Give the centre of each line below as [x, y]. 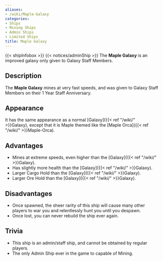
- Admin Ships [20, 32]
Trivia [14, 231]
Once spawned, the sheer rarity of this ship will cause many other [79, 205]
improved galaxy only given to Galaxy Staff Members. [59, 60]
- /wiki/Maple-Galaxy [27, 14]
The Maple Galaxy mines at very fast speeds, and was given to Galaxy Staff [82, 87]
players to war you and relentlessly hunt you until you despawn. [76, 210]
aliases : [14, 10]
